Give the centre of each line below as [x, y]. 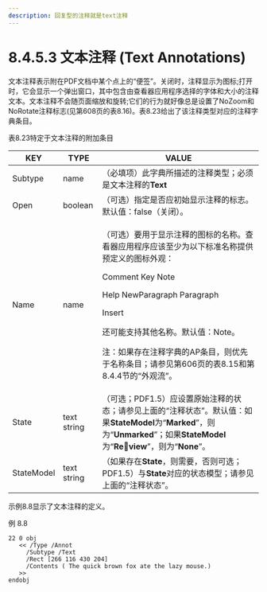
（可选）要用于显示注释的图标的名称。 [174, 234]
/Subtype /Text [51, 552]
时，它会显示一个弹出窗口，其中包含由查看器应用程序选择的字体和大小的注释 [133, 91]
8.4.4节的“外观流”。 [139, 376]
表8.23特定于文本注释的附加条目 [61, 138]
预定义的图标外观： [138, 258]
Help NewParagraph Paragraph [161, 294]
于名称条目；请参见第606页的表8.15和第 [178, 364]
